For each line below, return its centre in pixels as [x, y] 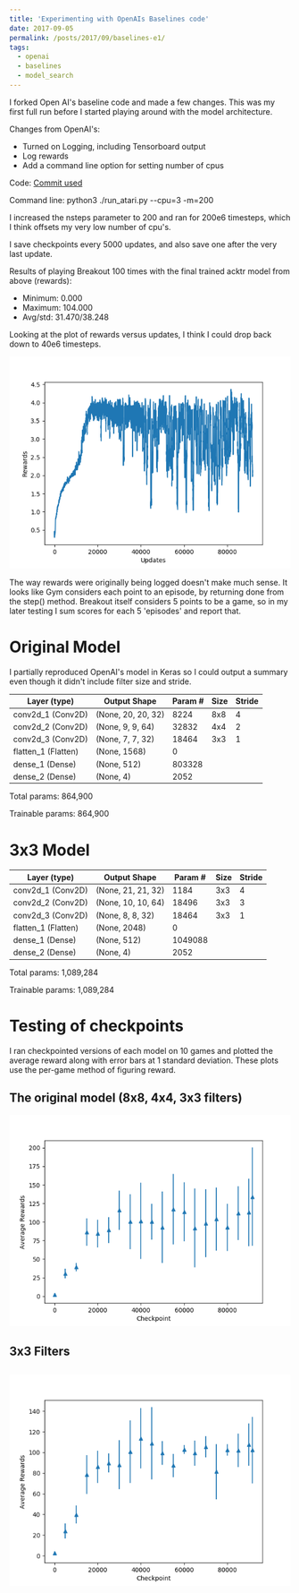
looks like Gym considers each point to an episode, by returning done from [147, 592]
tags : [19, 47]
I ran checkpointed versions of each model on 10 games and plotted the [141, 1050]
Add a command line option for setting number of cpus [123, 165]
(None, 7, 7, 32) [125, 740]
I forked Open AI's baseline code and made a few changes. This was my [142, 102]
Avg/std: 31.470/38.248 [66, 317]
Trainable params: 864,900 [59, 814]
